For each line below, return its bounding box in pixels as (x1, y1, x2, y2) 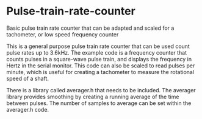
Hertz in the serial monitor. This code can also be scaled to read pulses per (6, 62, 195, 69)
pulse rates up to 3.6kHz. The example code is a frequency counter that (6, 49, 187, 56)
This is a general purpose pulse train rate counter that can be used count (6, 42, 190, 50)
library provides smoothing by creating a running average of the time (6, 93, 179, 100)
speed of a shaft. (6, 75, 49, 82)
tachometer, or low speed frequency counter (6, 30, 119, 38)
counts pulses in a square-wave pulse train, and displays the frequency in (6, 55, 192, 63)
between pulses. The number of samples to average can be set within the (6, 99, 192, 107)
